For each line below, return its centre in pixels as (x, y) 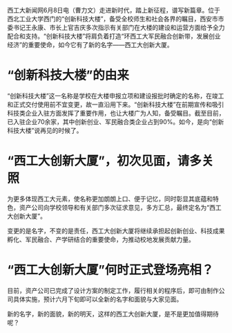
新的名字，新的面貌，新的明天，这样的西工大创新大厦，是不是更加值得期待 (113, 314)
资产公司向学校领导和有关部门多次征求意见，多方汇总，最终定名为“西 (117, 207)
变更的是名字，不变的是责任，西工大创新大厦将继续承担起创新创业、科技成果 (116, 231)
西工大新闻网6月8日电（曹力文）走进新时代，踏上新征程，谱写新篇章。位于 (114, 10)
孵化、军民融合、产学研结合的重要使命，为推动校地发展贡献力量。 (101, 239)
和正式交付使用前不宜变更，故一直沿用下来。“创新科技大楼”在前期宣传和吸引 (116, 104)
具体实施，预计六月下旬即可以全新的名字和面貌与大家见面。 (98, 299)
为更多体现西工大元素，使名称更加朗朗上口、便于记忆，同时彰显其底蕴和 (110, 199)
